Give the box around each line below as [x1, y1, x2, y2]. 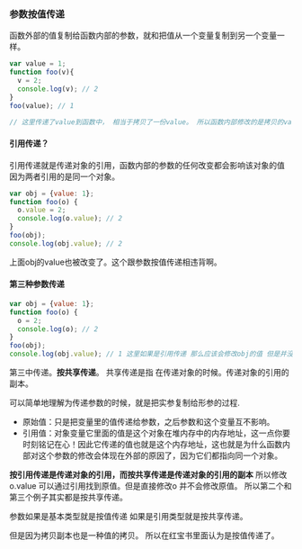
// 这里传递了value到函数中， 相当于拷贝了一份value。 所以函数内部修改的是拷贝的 [9, 117, 284, 127]
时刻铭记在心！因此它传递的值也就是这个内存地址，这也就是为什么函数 [22, 439, 283, 450]
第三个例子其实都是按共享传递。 [9, 492, 128, 503]
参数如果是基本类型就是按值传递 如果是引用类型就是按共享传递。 [9, 511, 248, 522]
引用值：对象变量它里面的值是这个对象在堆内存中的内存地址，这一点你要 [22, 427, 290, 438]
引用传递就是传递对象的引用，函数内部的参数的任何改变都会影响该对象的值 [9, 159, 285, 170]
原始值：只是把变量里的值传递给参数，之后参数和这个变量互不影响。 [22, 417, 275, 427]
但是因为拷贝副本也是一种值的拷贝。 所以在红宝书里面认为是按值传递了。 [9, 530, 280, 541]
